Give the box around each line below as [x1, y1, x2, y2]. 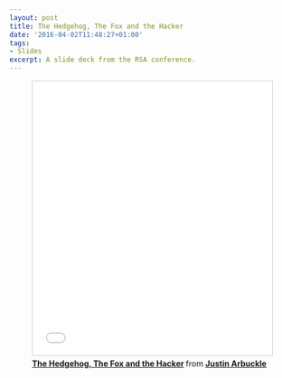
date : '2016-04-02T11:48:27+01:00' [9, 30, 144, 39]
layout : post [9, 13, 59, 23]
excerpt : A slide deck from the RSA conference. [9, 55, 196, 64]
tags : [9, 38, 30, 48]
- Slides [9, 47, 42, 56]
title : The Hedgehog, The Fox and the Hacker [9, 22, 183, 31]
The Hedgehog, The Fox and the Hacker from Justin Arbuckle [32, 358, 267, 369]
